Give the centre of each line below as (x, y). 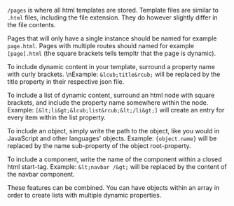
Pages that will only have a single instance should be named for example (112, 38)
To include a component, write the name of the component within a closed (115, 159)
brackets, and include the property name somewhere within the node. (108, 103)
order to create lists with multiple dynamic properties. (84, 195)
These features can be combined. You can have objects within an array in (113, 187)
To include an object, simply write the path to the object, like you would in (113, 131)
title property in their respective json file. (66, 82)
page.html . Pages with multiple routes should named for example (101, 46)
